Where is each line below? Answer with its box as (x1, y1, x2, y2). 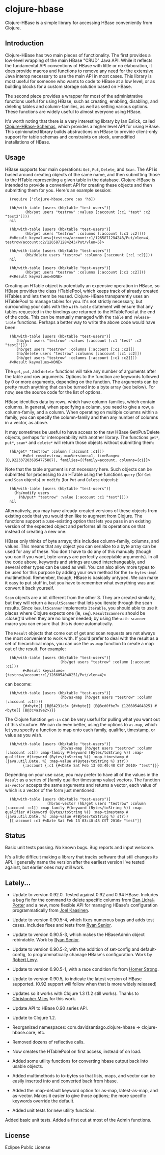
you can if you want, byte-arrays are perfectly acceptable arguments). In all (5, 553, 158, 559)
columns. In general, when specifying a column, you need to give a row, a (5, 404, 154, 410)
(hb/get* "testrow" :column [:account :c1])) (9, 449, 105, 454)
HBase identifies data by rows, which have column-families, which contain (5, 399, 156, 405)
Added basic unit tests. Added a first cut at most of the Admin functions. (5, 1117, 152, 1123)
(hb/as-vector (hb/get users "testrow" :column (47, 801, 146, 806)
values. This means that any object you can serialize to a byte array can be (5, 543, 157, 549)
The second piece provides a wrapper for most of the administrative (5, 93, 143, 99)
